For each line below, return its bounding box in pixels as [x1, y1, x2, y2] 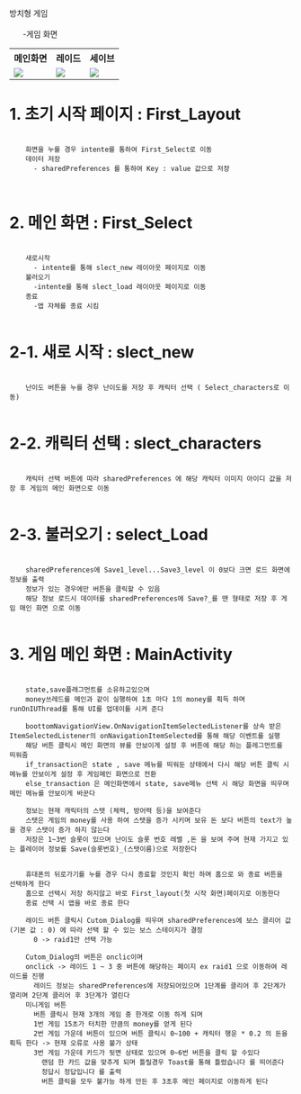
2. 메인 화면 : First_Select [9, 212, 193, 233]
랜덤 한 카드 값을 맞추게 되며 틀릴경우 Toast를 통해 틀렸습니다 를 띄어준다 [41, 1057, 285, 1067]
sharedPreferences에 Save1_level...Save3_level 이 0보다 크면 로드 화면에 [25, 565, 290, 574]
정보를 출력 [9, 574, 45, 583]
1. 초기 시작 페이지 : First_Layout [9, 104, 241, 124]
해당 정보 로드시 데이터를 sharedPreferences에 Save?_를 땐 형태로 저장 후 [25, 593, 278, 603]
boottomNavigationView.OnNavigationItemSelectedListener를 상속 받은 [25, 721, 282, 731]
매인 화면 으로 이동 [19, 603, 82, 612]
